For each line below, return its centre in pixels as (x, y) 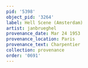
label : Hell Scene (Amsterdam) (45, 22)
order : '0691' (24, 56)
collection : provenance (35, 50)
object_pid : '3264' (30, 17)
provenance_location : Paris (41, 39)
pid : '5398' (21, 12)
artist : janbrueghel (32, 28)
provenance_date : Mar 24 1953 (43, 34)
